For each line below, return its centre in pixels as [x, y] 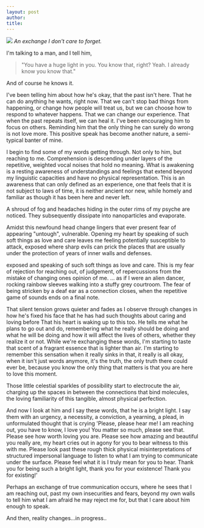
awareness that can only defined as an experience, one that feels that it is [99, 185]
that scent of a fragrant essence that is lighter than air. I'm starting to [93, 348]
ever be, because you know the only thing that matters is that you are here [100, 368]
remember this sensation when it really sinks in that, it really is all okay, [95, 354]
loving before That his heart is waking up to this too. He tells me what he [97, 322]
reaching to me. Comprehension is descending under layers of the [90, 158]
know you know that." [48, 71]
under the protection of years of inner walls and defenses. [79, 253]
